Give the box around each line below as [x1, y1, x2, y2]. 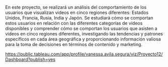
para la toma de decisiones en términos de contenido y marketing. [5, 41, 142, 47]
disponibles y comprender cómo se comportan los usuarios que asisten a [5, 25, 157, 31]
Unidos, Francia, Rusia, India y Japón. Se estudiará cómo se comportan [5, 15, 153, 20]
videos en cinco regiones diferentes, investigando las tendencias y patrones [5, 31, 163, 36]
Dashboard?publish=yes [5, 56, 56, 62]
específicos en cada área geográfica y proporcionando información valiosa [5, 36, 161, 42]
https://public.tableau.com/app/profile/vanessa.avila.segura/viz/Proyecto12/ [5, 51, 163, 57]
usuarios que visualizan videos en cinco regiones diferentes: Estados [5, 9, 149, 15]
